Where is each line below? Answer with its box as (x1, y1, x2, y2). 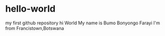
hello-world (5, 3, 56, 15)
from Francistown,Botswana (5, 25, 65, 31)
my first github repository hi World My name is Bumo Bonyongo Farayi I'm (5, 20, 160, 26)
